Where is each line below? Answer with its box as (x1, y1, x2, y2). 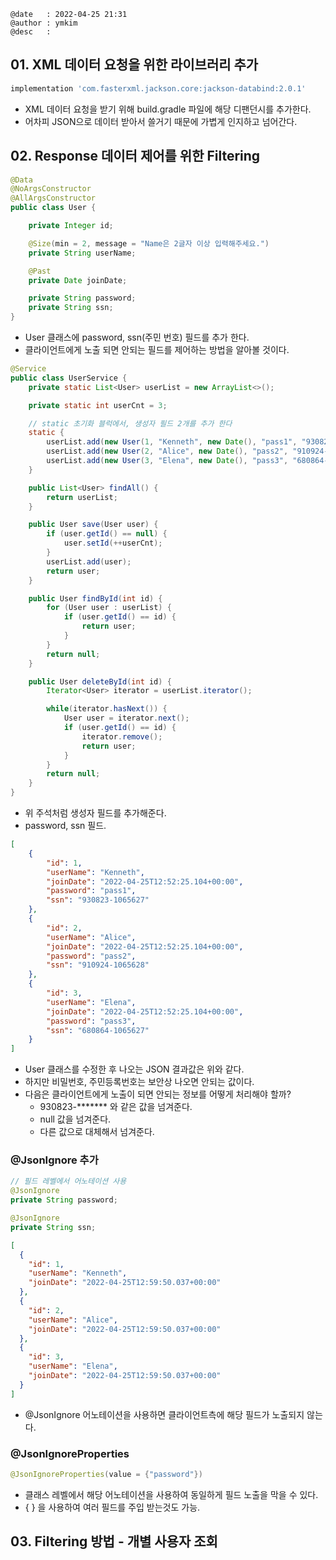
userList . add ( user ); (46, 556, 132, 567)
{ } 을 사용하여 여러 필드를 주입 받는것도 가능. (24, 1501, 201, 1513)
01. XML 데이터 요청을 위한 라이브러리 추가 (10, 56, 259, 74)
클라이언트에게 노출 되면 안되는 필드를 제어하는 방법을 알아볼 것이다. (24, 344, 290, 355)
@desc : (10, 27, 52, 37)
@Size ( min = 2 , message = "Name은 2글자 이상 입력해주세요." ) (28, 238, 270, 249)
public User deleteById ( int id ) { (28, 676, 172, 687)
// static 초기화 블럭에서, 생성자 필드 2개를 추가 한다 (28, 418, 233, 429)
